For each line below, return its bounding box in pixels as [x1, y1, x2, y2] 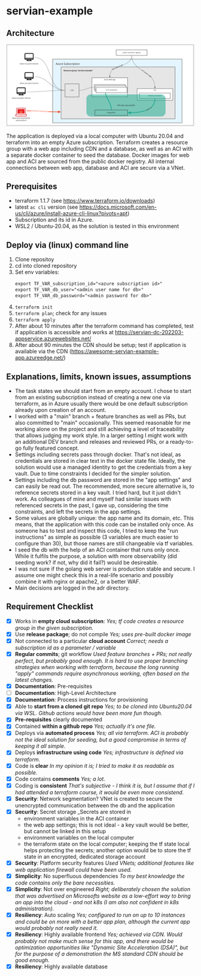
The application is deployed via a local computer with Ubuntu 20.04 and [6, 132, 184, 139]
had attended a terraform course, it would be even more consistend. [14, 788, 184, 796]
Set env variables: [14, 269, 60, 276]
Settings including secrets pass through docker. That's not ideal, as [14, 450, 181, 458]
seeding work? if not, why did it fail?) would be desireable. [14, 559, 159, 566]
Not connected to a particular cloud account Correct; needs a [14, 637, 169, 644]
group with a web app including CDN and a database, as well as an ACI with [6, 145, 193, 152]
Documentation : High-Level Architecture [14, 690, 117, 697]
